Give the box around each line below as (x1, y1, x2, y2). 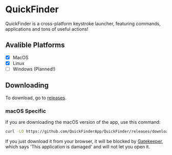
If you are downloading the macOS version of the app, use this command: (5, 119, 161, 125)
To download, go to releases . (5, 95, 67, 101)
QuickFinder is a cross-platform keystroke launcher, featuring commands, (5, 20, 161, 27)
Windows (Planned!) (12, 65, 56, 72)
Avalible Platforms (5, 41, 65, 50)
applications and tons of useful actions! (5, 26, 89, 32)
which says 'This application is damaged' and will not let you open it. (5, 143, 150, 149)
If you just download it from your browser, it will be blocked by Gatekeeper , (5, 138, 164, 144)
